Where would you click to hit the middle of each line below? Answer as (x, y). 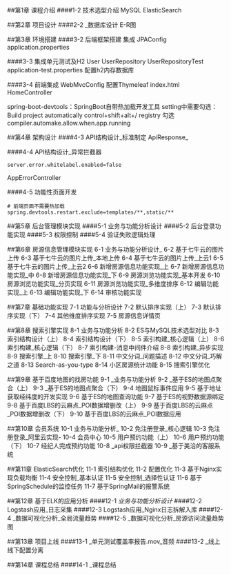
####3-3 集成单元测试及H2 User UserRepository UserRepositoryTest (106, 61)
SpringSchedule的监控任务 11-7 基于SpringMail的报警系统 (89, 486)
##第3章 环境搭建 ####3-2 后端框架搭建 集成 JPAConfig (87, 39)
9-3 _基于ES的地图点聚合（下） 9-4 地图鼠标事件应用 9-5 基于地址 (127, 388)
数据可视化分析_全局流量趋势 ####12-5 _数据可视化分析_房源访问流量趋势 (120, 518)
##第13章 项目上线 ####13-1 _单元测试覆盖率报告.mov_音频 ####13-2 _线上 (114, 541)
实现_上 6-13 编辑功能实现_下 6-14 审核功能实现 (74, 292)
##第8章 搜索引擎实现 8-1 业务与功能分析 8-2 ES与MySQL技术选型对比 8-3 (113, 330)
